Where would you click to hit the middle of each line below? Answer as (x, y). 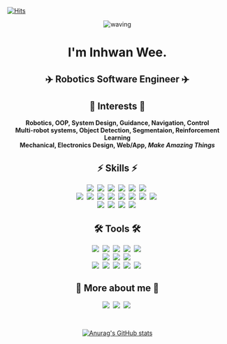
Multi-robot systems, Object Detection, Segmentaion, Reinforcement (117, 130)
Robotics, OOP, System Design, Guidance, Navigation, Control (117, 123)
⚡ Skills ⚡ (117, 168)
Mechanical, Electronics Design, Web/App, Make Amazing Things (117, 145)
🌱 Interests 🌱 (117, 106)
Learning (117, 138)
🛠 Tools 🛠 (117, 229)
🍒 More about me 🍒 (117, 289)
